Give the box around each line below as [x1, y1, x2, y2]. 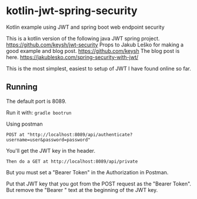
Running [6, 82, 38, 92]
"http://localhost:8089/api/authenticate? [27, 131, 133, 137]
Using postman [6, 120, 43, 127]
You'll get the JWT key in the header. [6, 147, 96, 154]
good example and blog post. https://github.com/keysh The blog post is [6, 47, 180, 54]
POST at [6, 131, 25, 137]
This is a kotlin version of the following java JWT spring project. [6, 35, 160, 42]
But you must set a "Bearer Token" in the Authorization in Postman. [6, 168, 169, 176]
